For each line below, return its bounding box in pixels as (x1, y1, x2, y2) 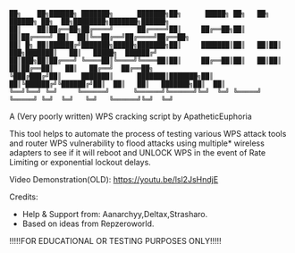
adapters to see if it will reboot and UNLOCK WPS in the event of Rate (9, 148, 266, 157)
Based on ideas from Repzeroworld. (21, 218, 155, 229)
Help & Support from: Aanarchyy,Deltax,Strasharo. (21, 209, 208, 219)
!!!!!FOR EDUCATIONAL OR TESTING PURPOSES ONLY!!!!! (9, 236, 222, 246)
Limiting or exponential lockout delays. (9, 157, 152, 167)
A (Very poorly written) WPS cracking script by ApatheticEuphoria (9, 111, 252, 122)
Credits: (9, 191, 38, 202)
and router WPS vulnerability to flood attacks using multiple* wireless (9, 138, 265, 148)
